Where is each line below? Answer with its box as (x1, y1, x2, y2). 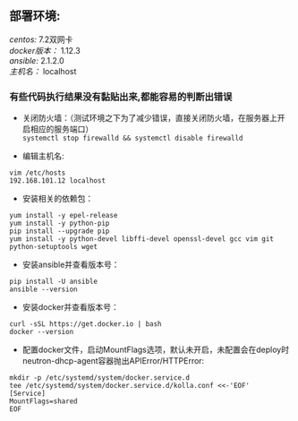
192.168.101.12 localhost (9, 176, 106, 185)
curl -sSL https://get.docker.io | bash (9, 320, 163, 329)
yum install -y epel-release (9, 211, 118, 220)
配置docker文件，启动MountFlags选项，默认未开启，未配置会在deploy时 (21, 344, 289, 356)
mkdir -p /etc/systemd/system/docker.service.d (9, 374, 191, 382)
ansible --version (9, 285, 78, 294)
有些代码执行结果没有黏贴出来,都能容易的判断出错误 (9, 90, 233, 103)
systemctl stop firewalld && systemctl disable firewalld (21, 133, 243, 143)
